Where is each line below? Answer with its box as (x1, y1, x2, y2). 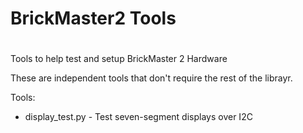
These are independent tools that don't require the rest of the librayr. (10, 72, 293, 84)
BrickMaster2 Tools (10, 7, 177, 30)
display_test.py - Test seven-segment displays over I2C (24, 111, 253, 123)
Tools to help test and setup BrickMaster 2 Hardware (10, 53, 228, 65)
